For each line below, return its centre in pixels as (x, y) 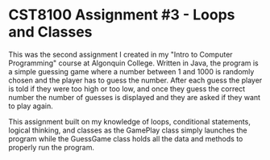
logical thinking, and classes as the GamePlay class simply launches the (128, 130)
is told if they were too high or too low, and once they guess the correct (127, 88)
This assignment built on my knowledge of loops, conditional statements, (130, 121)
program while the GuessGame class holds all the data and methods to (126, 138)
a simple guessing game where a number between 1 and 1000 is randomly (131, 71)
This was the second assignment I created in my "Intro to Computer (120, 54)
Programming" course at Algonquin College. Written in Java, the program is (134, 63)
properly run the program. (52, 147)
